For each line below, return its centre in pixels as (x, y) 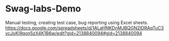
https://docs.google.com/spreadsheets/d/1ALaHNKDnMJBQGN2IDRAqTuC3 (85, 27)
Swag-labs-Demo (43, 9)
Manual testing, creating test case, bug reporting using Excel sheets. (77, 22)
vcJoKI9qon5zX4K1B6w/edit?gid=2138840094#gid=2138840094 (74, 33)
